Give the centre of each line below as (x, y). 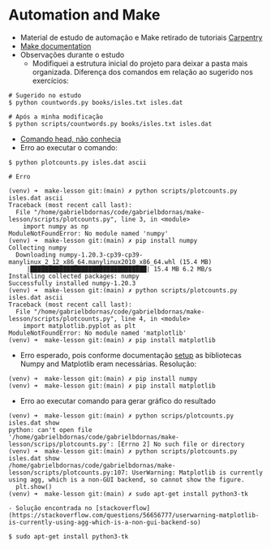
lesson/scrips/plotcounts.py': (61, 444)
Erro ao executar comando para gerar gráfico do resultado (118, 400)
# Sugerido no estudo (45, 95)
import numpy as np (56, 226)
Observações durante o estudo (72, 54)
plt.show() (34, 486)
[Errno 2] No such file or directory (181, 444)
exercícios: (50, 80)
